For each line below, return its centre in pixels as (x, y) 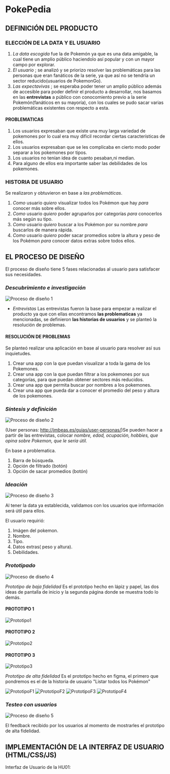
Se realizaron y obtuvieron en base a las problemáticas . (64, 193)
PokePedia (28, 9)
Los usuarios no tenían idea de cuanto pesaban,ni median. (74, 158)
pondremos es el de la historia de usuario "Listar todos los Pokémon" (78, 682)
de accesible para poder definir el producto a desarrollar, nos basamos (87, 91)
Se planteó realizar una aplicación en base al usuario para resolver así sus (83, 348)
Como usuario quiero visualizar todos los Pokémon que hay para (80, 203)
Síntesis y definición (31, 409)
